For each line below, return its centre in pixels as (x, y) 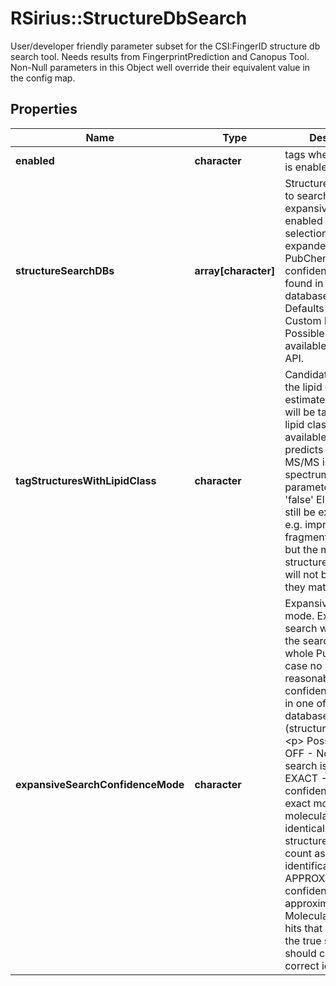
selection (306, 233)
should (300, 953)
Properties (44, 109)
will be (300, 412)
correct (302, 965)
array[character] (235, 270)
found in (304, 283)
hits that (303, 928)
